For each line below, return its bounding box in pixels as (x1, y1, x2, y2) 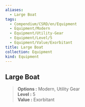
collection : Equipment (5, 49, 52, 54)
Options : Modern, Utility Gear (17, 86, 80, 92)
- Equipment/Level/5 (9, 36, 52, 41)
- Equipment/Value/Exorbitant (9, 40, 72, 45)
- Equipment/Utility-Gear (9, 31, 64, 36)
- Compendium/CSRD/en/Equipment (9, 21, 77, 27)
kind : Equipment (5, 54, 39, 59)
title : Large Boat (5, 45, 43, 50)
